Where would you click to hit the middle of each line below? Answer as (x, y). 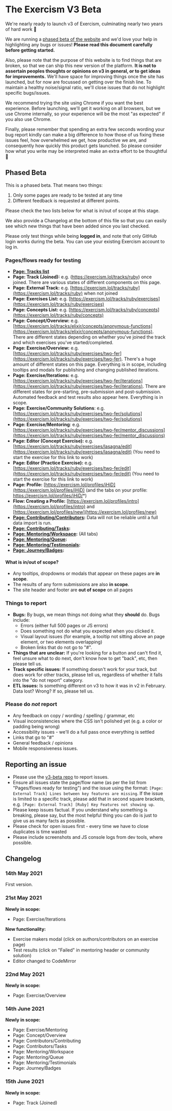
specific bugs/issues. (28, 93)
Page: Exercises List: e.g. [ (42, 299)
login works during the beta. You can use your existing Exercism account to (85, 241)
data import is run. (32, 523)
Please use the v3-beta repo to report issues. (61, 777)
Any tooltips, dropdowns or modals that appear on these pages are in (86, 574)
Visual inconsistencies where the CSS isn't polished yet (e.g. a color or (88, 721)
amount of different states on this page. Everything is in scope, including (90, 364)
